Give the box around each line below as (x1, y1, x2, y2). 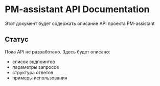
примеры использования (12, 75, 67, 81)
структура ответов (12, 69, 54, 75)
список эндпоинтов (12, 59, 55, 65)
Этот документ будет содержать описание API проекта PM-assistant (5, 20, 155, 26)
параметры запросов (12, 64, 59, 70)
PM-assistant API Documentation (5, 4, 150, 15)
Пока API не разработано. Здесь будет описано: (5, 48, 110, 54)
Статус (5, 35, 29, 44)
